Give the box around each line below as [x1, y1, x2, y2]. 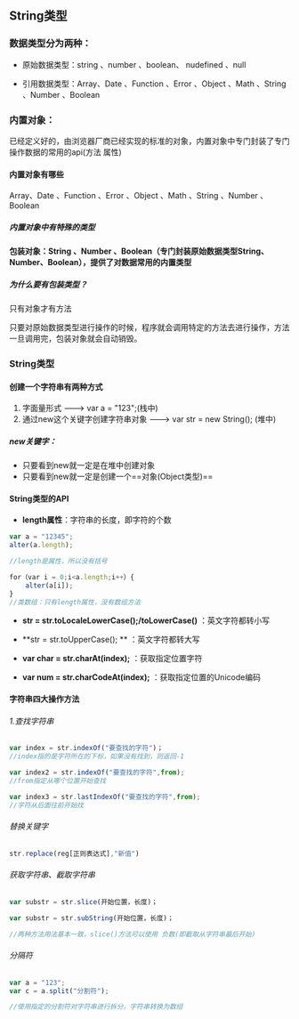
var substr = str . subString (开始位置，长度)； [9, 913, 174, 923]
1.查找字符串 [9, 716, 54, 726]
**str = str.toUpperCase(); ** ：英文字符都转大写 [21, 634, 200, 644]
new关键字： [9, 435, 57, 447]
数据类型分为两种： [9, 37, 92, 50]
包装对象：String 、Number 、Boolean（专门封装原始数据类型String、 [9, 246, 270, 256]
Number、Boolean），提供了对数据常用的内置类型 [9, 257, 192, 268]
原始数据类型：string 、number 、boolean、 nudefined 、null [21, 59, 246, 69]
